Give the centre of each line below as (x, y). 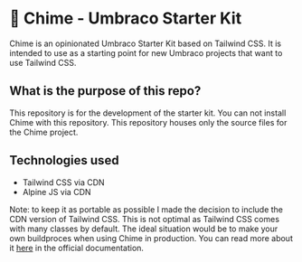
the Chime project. (44, 132)
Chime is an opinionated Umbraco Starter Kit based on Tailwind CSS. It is (146, 43)
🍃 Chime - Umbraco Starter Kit (126, 19)
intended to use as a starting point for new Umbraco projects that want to (146, 52)
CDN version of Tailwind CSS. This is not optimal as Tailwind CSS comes (145, 219)
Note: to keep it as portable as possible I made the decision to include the (146, 209)
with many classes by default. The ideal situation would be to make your (144, 229)
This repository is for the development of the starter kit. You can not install (148, 113)
